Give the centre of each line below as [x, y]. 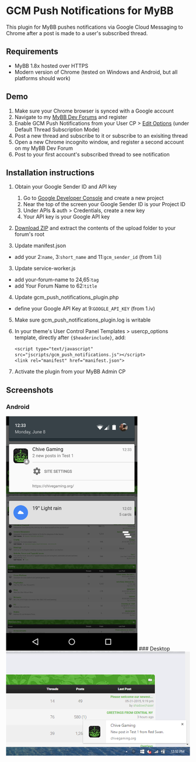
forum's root [29, 234]
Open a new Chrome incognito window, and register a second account [99, 142]
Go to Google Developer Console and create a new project [94, 198]
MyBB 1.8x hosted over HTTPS [51, 66]
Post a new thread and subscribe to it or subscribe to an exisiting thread [101, 135]
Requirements [32, 52]
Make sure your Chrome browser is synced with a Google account [94, 111]
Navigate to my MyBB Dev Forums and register [71, 117]
